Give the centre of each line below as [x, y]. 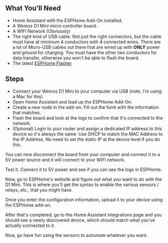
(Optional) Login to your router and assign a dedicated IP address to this [87, 128]
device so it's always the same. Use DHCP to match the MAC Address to [88, 134]
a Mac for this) [28, 96]
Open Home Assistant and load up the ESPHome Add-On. [72, 102]
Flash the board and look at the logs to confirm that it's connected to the [88, 118]
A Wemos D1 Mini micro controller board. [55, 26]
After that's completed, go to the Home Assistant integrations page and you [83, 215]
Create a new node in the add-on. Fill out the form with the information [86, 107]
